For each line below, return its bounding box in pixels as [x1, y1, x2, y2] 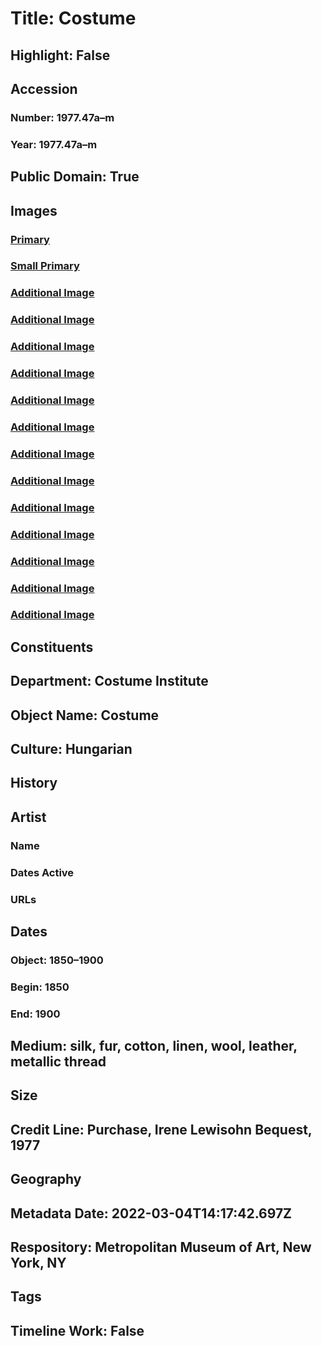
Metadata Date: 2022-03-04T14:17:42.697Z [10, 1205, 293, 1222]
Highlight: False [10, 47, 111, 64]
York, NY [10, 1255, 67, 1272]
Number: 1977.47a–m [10, 110, 115, 124]
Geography [10, 1171, 82, 1188]
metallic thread [10, 1053, 107, 1071]
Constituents [10, 638, 94, 656]
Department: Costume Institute [10, 673, 209, 690]
